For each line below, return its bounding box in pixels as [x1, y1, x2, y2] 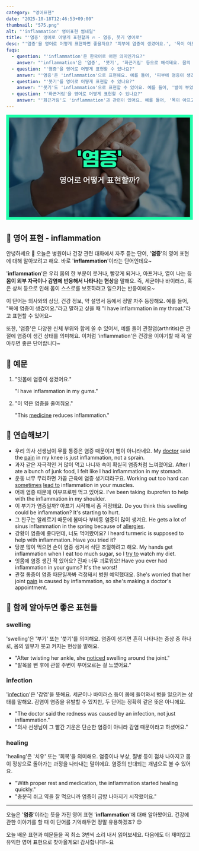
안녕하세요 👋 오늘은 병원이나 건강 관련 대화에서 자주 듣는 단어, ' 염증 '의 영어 [6, 250, 179, 257]
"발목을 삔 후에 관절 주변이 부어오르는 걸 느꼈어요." [14, 661, 131, 668]
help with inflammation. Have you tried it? [14, 536, 117, 543]
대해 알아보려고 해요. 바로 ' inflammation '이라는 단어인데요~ [12, 257, 152, 264]
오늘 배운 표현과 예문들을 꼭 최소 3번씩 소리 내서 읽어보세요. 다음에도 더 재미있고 [6, 831, 191, 839]
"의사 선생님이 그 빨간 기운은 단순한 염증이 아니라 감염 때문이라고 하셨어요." [14, 723, 188, 730]
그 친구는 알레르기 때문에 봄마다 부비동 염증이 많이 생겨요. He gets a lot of [14, 515, 187, 523]
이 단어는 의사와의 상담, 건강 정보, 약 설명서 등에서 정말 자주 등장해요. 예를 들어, [6, 298, 189, 305]
